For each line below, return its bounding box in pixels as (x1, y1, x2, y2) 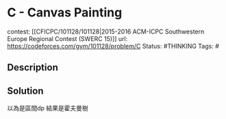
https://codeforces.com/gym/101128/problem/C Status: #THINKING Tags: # (7, 42, 219, 50)
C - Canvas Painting (7, 5, 123, 21)
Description (7, 62, 58, 73)
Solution (7, 85, 44, 96)
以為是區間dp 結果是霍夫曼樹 (7, 104, 89, 112)
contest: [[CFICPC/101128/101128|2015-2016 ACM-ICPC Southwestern (7, 27, 205, 36)
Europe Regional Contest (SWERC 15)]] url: (7, 34, 128, 42)
